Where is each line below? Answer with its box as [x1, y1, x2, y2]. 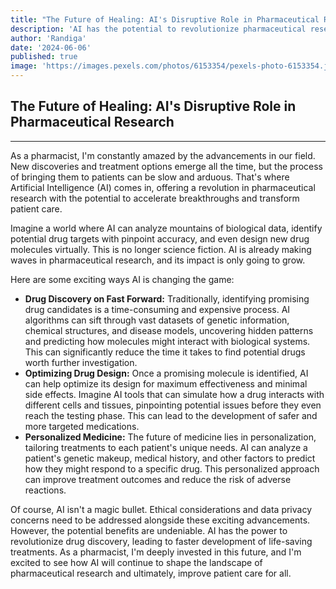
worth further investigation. [24, 356, 138, 368]
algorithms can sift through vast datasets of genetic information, [24, 314, 290, 326]
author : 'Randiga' [10, 33, 87, 43]
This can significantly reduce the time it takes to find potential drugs [24, 346, 306, 358]
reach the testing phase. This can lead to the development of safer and [24, 409, 318, 421]
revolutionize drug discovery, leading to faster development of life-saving [10, 535, 313, 547]
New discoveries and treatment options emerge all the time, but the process [10, 160, 324, 172]
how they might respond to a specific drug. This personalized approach [24, 462, 320, 475]
